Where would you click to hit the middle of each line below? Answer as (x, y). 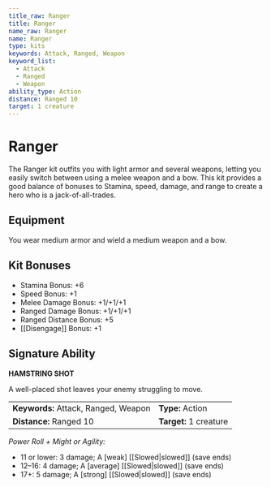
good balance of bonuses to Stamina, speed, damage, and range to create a (136, 187)
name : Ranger (30, 39)
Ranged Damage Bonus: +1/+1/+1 (75, 311)
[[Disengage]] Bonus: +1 (60, 328)
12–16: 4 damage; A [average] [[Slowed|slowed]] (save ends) (122, 465)
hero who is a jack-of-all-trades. (62, 195)
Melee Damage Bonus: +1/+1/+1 (73, 302)
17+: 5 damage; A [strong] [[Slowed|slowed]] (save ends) (116, 474)
